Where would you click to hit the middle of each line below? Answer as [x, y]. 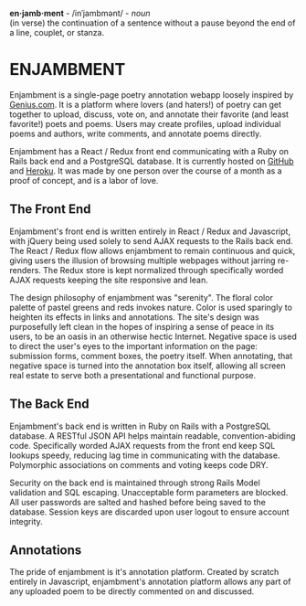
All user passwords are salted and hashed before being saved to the [138, 502]
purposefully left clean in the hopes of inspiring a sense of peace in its [142, 326]
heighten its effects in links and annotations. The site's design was [134, 317]
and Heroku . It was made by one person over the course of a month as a [146, 170]
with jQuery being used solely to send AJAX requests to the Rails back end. [152, 240]
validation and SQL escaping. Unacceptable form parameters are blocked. [149, 492]
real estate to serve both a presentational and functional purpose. [133, 375]
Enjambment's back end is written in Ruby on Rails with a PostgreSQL [140, 426]
